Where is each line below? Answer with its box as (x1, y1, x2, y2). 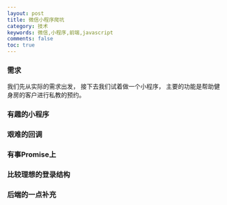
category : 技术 (7, 23, 49, 29)
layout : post (7, 10, 44, 17)
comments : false (7, 36, 53, 42)
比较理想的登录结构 (7, 169, 70, 179)
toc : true (7, 42, 36, 49)
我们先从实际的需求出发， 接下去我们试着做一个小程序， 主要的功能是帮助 (7, 83, 214, 91)
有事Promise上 (7, 150, 57, 159)
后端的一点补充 (7, 189, 57, 199)
